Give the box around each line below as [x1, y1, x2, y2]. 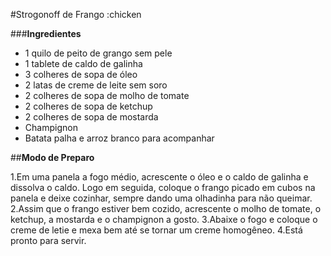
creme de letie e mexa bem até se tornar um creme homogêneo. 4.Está [10, 224, 303, 236]
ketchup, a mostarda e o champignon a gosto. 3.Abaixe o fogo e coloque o [10, 214, 318, 225]
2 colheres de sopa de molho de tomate [24, 90, 190, 101]
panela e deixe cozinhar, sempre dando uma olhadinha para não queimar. [10, 192, 313, 204]
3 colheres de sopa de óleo [24, 69, 138, 80]
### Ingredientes [10, 28, 82, 39]
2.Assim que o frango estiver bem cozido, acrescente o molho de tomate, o [10, 203, 322, 214]
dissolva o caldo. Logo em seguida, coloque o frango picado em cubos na [10, 182, 316, 193]
